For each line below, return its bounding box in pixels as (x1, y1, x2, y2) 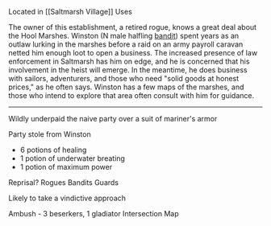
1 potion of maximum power (19, 162, 113, 171)
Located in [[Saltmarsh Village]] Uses (8, 7, 133, 16)
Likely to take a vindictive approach (8, 193, 127, 203)
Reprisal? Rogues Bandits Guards (8, 178, 119, 187)
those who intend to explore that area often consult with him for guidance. (8, 91, 255, 100)
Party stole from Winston (8, 129, 91, 139)
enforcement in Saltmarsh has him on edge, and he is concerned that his (8, 56, 250, 66)
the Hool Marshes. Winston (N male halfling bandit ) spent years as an (8, 31, 240, 40)
